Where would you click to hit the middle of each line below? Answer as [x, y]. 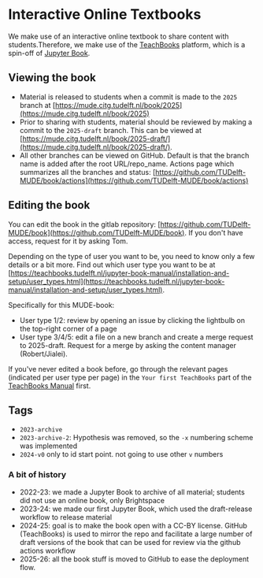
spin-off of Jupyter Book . [49, 53]
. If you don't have [214, 232]
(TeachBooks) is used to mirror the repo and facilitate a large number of [136, 534]
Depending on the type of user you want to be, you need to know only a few [131, 256]
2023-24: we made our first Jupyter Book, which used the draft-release [136, 509]
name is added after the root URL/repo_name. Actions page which [127, 164]
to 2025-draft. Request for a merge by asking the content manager [128, 345]
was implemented [48, 446]
